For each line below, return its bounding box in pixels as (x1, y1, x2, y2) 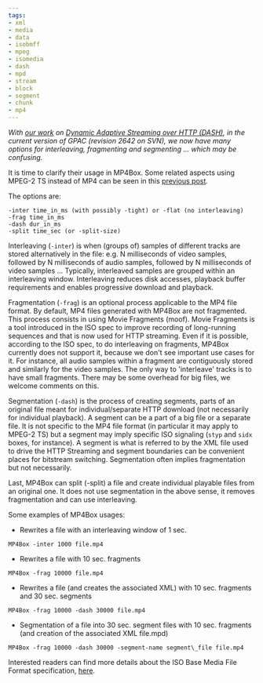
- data (8, 33, 30, 42)
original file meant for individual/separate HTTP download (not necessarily (8, 405, 249, 414)
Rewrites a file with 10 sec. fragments (19, 554, 141, 563)
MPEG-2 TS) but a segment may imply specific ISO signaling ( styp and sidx (8, 430, 253, 439)
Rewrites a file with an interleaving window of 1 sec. (19, 525, 187, 534)
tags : (8, 11, 26, 20)
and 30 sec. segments (19, 591, 93, 601)
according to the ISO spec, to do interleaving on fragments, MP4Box (8, 340, 229, 349)
